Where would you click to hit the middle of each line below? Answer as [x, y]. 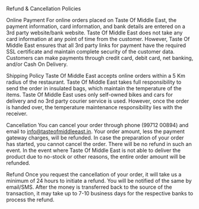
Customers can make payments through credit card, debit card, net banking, [100, 58]
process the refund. [30, 199]
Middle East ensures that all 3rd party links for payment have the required [96, 45]
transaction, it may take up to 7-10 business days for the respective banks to [100, 193]
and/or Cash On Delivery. [37, 64]
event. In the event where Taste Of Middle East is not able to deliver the [94, 150]
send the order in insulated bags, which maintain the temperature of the [94, 88]
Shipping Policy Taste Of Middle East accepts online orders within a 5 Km [96, 76]
